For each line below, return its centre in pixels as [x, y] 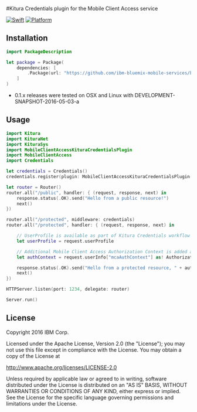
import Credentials [30, 161]
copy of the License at [33, 356]
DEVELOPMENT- [155, 96]
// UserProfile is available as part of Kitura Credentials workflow [103, 236]
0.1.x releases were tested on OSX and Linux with [74, 96]
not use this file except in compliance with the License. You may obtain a [94, 350]
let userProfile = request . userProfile [65, 241]
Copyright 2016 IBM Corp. [38, 332]
